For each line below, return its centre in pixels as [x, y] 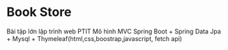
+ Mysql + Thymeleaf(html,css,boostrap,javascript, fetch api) [94, 38]
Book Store [39, 12]
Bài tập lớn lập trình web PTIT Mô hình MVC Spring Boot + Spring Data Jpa [114, 31]
